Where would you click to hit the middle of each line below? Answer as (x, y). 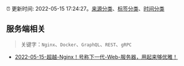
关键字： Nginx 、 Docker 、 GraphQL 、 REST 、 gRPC (76, 44)
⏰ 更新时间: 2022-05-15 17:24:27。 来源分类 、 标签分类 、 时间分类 (85, 9)
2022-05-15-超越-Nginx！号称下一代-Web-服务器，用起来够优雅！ (96, 57)
